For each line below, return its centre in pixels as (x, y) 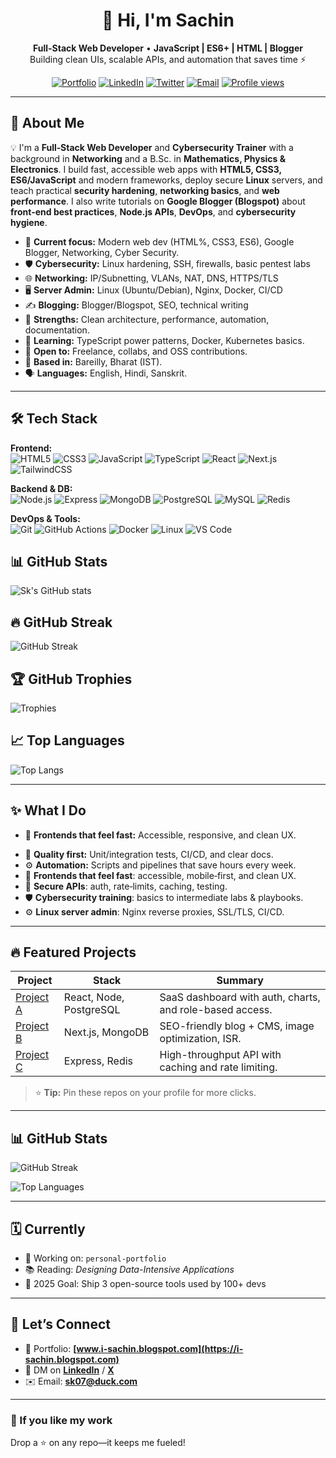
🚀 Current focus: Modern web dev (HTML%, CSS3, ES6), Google (159, 241)
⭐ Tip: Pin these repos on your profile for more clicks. (145, 1093)
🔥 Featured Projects (73, 952)
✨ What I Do (48, 810)
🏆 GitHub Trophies (71, 679)
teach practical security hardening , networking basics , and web (145, 190)
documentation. (57, 330)
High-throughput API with (220, 1055)
